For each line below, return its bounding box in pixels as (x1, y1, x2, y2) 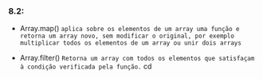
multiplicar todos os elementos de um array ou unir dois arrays (19, 39, 241, 47)
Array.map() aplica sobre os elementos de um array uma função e (19, 24, 240, 34)
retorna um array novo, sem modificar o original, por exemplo (19, 32, 235, 41)
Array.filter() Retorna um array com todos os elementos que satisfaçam (19, 53, 255, 63)
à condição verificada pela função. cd (19, 61, 152, 71)
